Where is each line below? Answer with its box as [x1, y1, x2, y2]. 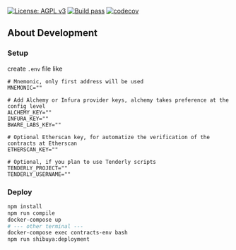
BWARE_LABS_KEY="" [7, 121, 61, 129]
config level [7, 102, 46, 109]
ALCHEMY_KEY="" [7, 109, 52, 116]
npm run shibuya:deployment [7, 236, 90, 243]
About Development [7, 27, 98, 39]
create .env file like [7, 64, 63, 73]
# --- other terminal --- [7, 222, 83, 230]
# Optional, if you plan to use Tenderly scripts [7, 158, 157, 165]
